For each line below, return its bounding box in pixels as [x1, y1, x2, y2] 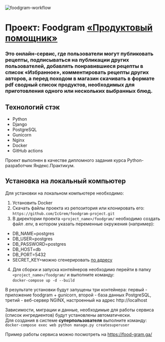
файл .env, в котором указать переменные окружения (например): [12, 221, 155, 227]
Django [12, 121, 27, 127]
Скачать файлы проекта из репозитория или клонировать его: [12, 205, 145, 211]
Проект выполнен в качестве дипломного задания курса [5, 157, 126, 163]
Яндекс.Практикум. [33, 162, 75, 168]
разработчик [5, 162, 33, 168]
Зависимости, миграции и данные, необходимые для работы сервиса [5, 307, 154, 313]
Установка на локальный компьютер [5, 177, 126, 186]
